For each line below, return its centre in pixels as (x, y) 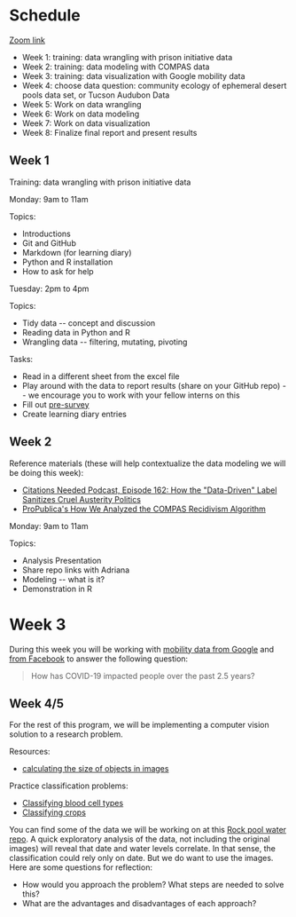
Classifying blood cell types (73, 803)
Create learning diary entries (74, 414)
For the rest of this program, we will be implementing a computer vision (140, 725)
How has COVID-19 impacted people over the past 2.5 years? (143, 676)
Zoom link (27, 40)
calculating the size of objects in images (95, 769)
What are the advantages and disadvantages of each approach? (139, 904)
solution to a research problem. (66, 734)
